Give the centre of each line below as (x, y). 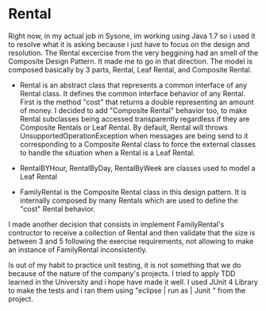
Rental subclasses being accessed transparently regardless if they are (135, 119)
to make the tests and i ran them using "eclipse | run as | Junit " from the (127, 290)
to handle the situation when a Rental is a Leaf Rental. (107, 153)
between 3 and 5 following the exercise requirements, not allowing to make (131, 241)
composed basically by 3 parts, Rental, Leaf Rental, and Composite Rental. (130, 69)
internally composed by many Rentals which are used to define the (129, 200)
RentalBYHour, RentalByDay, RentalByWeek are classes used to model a (137, 168)
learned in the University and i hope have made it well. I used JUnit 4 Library (133, 282)
